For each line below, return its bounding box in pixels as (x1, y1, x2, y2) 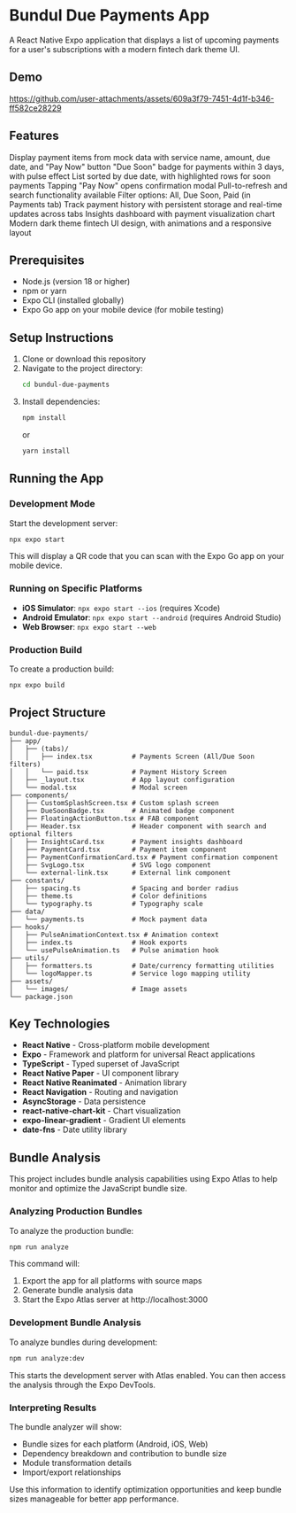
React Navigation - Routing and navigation (21, 1087, 178, 1098)
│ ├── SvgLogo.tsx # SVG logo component (9, 860, 212, 869)
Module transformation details (21, 1457, 133, 1468)
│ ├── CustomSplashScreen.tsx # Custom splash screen (9, 798, 219, 807)
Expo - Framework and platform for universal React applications (21, 1049, 255, 1059)
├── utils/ (9, 953, 49, 962)
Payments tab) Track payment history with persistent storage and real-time (9, 198, 283, 209)
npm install (21, 414, 66, 423)
